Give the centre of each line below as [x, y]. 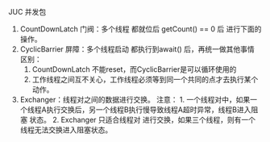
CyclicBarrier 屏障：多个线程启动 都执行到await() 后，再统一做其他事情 [137, 49]
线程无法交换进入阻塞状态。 [66, 130]
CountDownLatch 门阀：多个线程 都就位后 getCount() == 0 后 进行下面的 [141, 29]
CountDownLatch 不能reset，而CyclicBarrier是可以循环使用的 [134, 69]
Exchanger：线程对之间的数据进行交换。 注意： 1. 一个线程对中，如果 [135, 100]
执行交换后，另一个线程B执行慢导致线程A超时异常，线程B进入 [149, 110]
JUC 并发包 [27, 12]
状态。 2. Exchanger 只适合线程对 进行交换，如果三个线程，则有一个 [143, 120]
